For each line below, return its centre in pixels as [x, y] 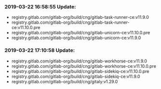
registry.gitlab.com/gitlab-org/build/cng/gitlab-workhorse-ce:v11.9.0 [79, 61]
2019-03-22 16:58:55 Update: [40, 7]
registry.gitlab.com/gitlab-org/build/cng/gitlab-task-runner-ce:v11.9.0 [80, 17]
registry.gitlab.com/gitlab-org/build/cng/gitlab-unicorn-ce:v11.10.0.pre [81, 33]
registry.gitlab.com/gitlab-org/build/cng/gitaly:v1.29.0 [65, 81]
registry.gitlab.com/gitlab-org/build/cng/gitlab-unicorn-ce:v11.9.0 [76, 38]
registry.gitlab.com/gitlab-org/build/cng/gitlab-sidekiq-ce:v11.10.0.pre [80, 71]
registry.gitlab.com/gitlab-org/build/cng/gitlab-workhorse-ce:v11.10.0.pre [84, 66]
